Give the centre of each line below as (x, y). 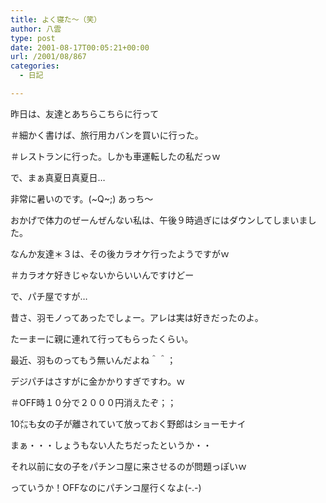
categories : (35, 66)
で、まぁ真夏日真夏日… (58, 177)
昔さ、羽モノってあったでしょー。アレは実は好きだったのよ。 (137, 317)
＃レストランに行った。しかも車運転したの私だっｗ (115, 156)
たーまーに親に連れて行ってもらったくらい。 (102, 338)
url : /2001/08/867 (48, 57)
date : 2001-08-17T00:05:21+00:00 (80, 47)
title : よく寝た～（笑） (56, 19)
